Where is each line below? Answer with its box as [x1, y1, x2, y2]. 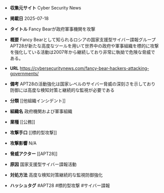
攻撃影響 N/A [9, 140, 37, 146]
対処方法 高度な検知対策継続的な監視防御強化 [9, 172, 103, 178]
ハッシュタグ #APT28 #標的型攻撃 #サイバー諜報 [9, 183, 110, 189]
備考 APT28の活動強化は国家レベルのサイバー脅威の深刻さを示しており [9, 81, 156, 87]
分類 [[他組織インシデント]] [9, 98, 66, 104]
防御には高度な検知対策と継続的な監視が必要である [9, 87, 115, 93]
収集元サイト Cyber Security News [9, 5, 82, 10]
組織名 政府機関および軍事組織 [9, 108, 73, 114]
